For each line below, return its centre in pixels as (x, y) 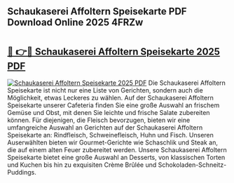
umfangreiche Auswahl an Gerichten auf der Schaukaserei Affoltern (105, 128)
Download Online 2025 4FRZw (75, 23)
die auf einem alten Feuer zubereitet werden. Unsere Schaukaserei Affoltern (117, 150)
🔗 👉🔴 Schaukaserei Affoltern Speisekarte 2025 (114, 52)
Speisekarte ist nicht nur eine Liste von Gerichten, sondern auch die (105, 90)
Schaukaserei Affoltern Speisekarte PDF (97, 12)
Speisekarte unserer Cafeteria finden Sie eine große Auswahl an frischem (113, 105)
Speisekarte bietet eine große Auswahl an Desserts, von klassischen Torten (116, 157)
